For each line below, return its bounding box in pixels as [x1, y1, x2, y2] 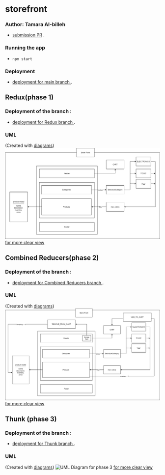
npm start [12, 56, 33, 61]
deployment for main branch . [12, 79, 73, 85]
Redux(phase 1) [5, 93, 54, 102]
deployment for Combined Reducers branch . [12, 279, 104, 285]
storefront [5, 3, 48, 15]
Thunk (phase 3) [5, 415, 57, 423]
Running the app [5, 44, 46, 51]
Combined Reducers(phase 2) [5, 254, 99, 262]
